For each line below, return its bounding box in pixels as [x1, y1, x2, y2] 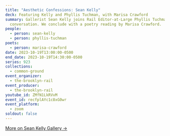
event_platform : [5, 102, 39, 107]
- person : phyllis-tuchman [10, 36, 67, 41]
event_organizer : [5, 74, 42, 79]
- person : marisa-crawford [10, 45, 67, 50]
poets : [5, 41, 19, 46]
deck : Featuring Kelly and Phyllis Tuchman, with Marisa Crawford [5, 12, 148, 17]
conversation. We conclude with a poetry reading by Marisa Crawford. [10, 21, 162, 27]
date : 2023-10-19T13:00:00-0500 [5, 50, 73, 55]
